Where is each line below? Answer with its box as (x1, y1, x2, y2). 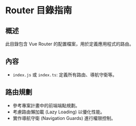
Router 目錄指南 (5, 5, 72, 16)
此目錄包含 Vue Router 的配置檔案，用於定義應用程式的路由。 (5, 41, 134, 47)
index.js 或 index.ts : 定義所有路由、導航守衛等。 (12, 72, 117, 78)
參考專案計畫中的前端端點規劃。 (12, 102, 80, 108)
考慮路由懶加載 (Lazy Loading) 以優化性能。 (12, 109, 105, 115)
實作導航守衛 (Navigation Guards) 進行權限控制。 (12, 115, 116, 121)
